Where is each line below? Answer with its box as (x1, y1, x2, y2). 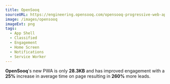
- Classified (10, 36, 37, 41)
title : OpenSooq (5, 7, 39, 13)
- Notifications (10, 49, 44, 54)
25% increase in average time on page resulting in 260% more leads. (5, 73, 151, 79)
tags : (5, 26, 17, 31)
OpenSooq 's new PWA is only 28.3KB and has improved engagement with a (5, 68, 165, 74)
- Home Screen (10, 45, 39, 50)
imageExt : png (5, 21, 35, 27)
